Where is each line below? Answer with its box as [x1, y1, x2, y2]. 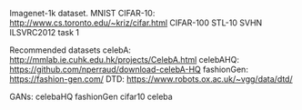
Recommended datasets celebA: [9, 45, 132, 55]
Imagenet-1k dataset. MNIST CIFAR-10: [9, 8, 156, 18]
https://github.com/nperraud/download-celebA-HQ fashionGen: [9, 64, 248, 75]
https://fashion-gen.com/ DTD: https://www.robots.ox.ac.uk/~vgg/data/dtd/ [9, 74, 293, 85]
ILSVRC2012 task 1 [9, 27, 80, 37]
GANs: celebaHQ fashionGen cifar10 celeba [9, 91, 173, 102]
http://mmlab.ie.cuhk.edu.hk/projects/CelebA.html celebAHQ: [9, 55, 239, 65]
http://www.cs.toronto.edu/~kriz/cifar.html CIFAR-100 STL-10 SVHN [9, 17, 263, 28]
